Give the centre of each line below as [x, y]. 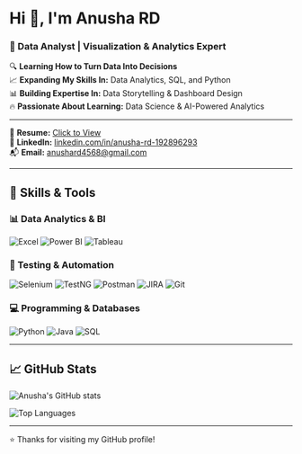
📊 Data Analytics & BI [58, 218]
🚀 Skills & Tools [53, 192]
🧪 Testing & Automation [62, 265]
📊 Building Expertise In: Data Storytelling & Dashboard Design [126, 93]
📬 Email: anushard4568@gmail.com [78, 153]
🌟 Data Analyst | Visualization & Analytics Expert [118, 47]
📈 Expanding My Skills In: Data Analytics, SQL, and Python [120, 80]
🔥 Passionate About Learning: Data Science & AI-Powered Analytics [137, 106]
